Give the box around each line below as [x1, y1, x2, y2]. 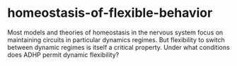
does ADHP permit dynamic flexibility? [7, 51, 120, 59]
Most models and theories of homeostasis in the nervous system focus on [7, 28, 224, 37]
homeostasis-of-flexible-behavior [7, 5, 213, 21]
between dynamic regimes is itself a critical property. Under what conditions [7, 43, 230, 51]
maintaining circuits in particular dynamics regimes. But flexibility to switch [7, 35, 225, 44]
